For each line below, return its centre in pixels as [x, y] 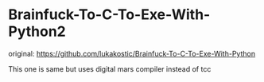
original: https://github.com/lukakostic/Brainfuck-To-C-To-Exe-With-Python [132, 53]
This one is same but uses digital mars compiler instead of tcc [110, 68]
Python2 [37, 31]
